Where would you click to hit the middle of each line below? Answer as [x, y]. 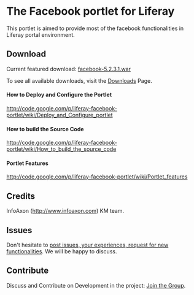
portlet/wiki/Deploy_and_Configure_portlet [60, 115]
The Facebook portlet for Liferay [91, 11]
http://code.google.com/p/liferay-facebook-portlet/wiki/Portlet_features [97, 177]
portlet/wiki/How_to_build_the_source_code [61, 149]
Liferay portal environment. [41, 34]
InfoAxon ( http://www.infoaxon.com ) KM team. [65, 211]
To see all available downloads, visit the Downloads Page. [79, 80]
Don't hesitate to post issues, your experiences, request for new [87, 245]
